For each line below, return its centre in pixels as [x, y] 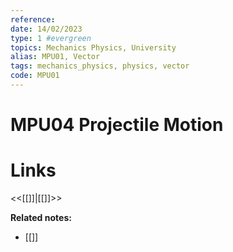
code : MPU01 [35, 76]
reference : [33, 19]
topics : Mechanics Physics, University [93, 47]
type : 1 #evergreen [51, 38]
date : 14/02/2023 [46, 29]
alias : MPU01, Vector [55, 57]
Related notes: [41, 217]
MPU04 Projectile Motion [117, 125]
